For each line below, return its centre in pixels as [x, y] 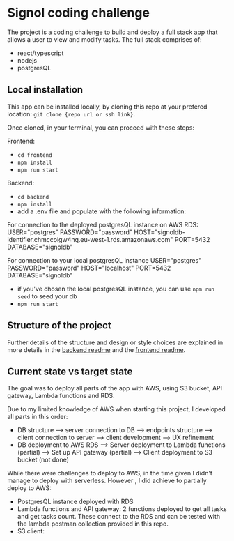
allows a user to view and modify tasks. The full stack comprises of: [104, 39]
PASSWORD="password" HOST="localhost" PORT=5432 [89, 268]
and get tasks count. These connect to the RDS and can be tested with [119, 517]
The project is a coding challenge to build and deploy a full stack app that [112, 32]
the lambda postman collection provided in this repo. [93, 524]
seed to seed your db [47, 296]
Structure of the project [59, 326]
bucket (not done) [43, 460]
